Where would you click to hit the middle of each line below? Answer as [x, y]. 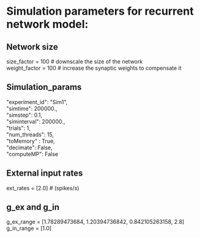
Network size [32, 47]
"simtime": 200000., [32, 108]
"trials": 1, [18, 128]
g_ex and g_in [33, 207]
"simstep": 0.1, [24, 115]
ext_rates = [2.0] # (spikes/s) [43, 188]
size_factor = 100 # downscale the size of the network [75, 61]
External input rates [45, 173]
